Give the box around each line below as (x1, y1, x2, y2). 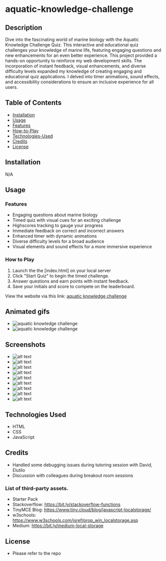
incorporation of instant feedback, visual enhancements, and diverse (5, 63, 146, 69)
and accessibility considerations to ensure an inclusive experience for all (5, 79, 154, 85)
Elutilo (12, 467, 25, 473)
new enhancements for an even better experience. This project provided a (5, 52, 158, 58)
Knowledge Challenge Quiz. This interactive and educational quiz (5, 42, 139, 48)
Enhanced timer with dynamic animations (12, 233, 97, 239)
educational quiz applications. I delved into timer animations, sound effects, (5, 74, 160, 79)
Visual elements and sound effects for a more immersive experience (12, 244, 153, 250)
